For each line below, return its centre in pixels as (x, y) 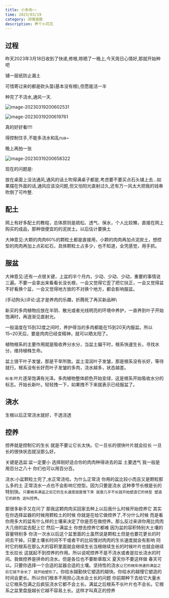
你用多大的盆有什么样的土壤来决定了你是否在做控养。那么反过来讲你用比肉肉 (84, 522)
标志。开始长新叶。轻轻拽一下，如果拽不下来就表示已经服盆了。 (71, 384)
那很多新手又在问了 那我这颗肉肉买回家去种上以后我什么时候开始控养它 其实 (83, 509)
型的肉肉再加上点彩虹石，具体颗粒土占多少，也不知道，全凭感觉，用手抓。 (82, 246)
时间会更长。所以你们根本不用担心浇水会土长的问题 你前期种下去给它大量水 (83, 578)
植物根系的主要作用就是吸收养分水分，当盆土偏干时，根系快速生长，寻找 (80, 344)
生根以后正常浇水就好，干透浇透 (38, 415)
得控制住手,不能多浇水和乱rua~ (37, 138)
